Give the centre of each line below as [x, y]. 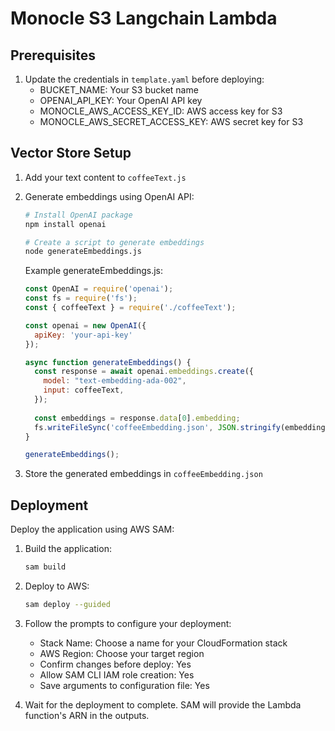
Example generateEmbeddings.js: [94, 271]
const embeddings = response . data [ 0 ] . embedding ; [137, 418]
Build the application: [68, 549]
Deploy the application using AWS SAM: [92, 529]
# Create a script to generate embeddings [114, 242]
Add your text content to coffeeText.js [105, 177]
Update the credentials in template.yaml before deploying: [144, 79]
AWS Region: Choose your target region [122, 653]
